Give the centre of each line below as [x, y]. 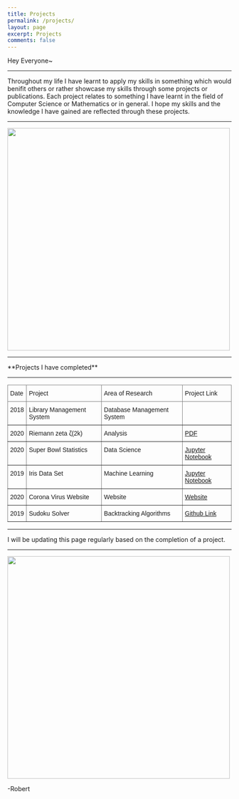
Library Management [58, 410]
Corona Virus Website [59, 497]
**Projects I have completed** [53, 367]
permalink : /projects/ [41, 21]
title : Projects [31, 14]
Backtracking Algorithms [137, 514]
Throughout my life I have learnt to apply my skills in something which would [119, 81]
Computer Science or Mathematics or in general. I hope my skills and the [114, 104]
